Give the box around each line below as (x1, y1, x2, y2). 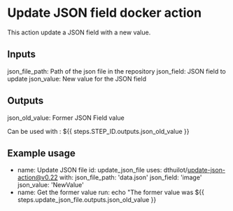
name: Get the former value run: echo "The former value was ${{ (17, 188, 204, 197)
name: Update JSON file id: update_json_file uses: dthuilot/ (17, 166, 188, 175)
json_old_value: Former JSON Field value (7, 114, 125, 122)
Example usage (7, 147, 76, 159)
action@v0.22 (17, 173, 58, 182)
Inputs (7, 48, 36, 60)
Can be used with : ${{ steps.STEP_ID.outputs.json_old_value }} (7, 127, 190, 135)
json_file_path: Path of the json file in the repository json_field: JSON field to (7, 67, 226, 75)
